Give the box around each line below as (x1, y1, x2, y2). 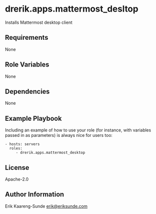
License (5, 164, 29, 172)
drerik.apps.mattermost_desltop (5, 3, 139, 15)
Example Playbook (5, 114, 62, 122)
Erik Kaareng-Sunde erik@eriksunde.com (5, 203, 88, 209)
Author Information (5, 190, 64, 198)
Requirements (5, 33, 48, 42)
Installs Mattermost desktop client (5, 19, 72, 25)
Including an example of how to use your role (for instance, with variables (5, 127, 151, 133)
